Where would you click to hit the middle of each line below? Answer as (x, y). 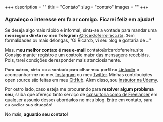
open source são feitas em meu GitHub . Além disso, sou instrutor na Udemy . (82, 80)
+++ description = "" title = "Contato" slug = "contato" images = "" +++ (77, 7)
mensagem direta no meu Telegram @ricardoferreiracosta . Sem (70, 35)
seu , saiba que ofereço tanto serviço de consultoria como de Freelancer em (81, 95)
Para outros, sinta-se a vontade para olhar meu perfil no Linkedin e (72, 70)
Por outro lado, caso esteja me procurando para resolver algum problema (80, 89)
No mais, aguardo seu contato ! (36, 114)
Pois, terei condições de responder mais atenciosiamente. (63, 60)
